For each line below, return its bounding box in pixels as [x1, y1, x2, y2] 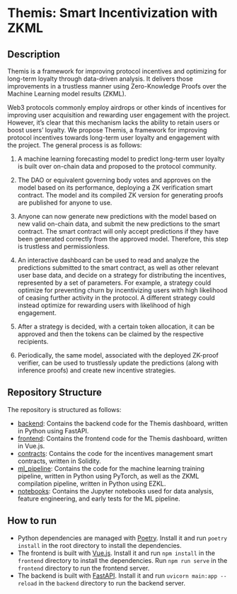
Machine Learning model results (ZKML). [7, 90, 127, 98]
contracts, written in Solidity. [17, 457, 101, 465]
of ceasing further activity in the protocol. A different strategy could [17, 294, 215, 302]
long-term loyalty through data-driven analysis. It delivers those [7, 74, 193, 83]
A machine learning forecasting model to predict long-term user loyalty [17, 154, 225, 163]
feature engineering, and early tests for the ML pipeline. [17, 494, 180, 503]
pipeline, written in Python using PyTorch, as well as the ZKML [17, 472, 200, 480]
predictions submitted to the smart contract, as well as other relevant [17, 263, 219, 272]
